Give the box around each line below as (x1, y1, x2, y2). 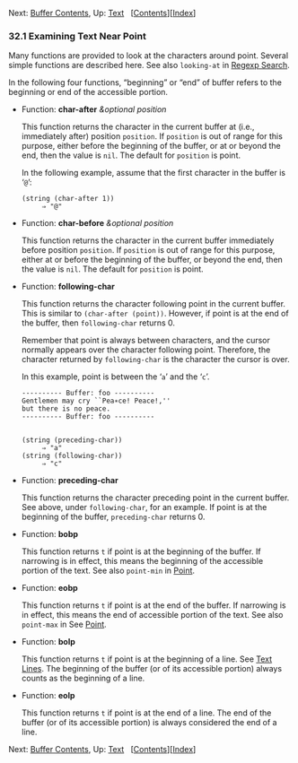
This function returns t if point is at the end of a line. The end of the (21, 707, 272, 718)
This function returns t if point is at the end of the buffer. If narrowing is (21, 600, 286, 611)
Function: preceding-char (21, 475, 118, 486)
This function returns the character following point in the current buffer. (21, 299, 286, 309)
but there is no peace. (21, 404, 111, 413)
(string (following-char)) (21, 452, 123, 461)
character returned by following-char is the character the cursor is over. (21, 354, 290, 365)
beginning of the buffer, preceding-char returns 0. (21, 511, 206, 523)
